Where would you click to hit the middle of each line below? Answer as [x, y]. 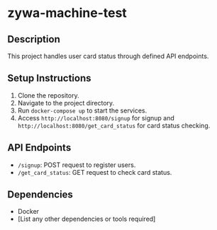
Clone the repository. [48, 95]
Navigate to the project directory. [66, 103]
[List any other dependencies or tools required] [87, 219]
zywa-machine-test [67, 13]
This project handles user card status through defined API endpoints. [108, 56]
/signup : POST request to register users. [77, 165]
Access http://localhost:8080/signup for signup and [96, 117]
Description [34, 39]
